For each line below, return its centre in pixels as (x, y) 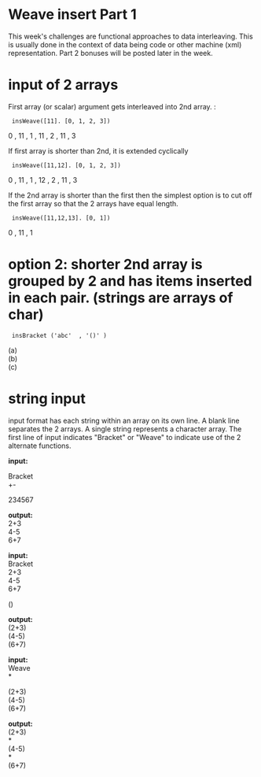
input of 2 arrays (63, 85)
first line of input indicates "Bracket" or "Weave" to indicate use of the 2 (125, 437)
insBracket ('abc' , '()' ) (59, 335)
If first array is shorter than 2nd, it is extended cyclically (98, 150)
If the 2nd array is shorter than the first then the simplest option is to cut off (130, 195)
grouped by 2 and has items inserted (130, 281)
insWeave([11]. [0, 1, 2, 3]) (61, 121)
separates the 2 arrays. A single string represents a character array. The (125, 429)
